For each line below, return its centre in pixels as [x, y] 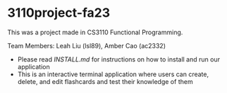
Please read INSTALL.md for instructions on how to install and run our [119, 59]
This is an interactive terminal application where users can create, [113, 74]
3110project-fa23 [59, 13]
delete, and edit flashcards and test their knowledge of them [105, 81]
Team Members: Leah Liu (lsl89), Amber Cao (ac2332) [86, 45]
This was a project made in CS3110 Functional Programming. [95, 32]
